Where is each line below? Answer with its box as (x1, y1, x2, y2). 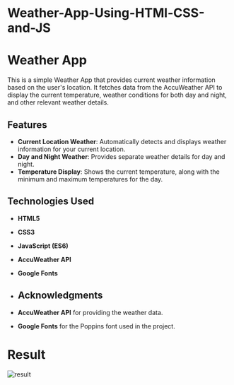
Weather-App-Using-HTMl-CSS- (7, 5, 205, 21)
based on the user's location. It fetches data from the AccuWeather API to (7, 83, 223, 92)
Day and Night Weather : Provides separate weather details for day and (17, 152, 226, 160)
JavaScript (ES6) (17, 242, 69, 250)
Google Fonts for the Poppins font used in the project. (17, 321, 175, 330)
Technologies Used (7, 196, 94, 208)
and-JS (7, 20, 51, 36)
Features (7, 119, 47, 131)
